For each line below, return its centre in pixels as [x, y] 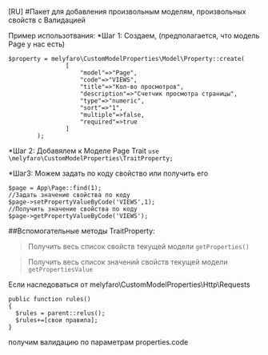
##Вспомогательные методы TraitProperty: [82, 231]
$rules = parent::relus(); [60, 313]
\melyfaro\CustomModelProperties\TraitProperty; [91, 159]
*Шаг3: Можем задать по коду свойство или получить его [108, 173]
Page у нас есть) [37, 44]
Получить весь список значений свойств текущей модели [128, 262]
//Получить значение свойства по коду [73, 209]
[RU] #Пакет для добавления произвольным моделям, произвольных [127, 12]
